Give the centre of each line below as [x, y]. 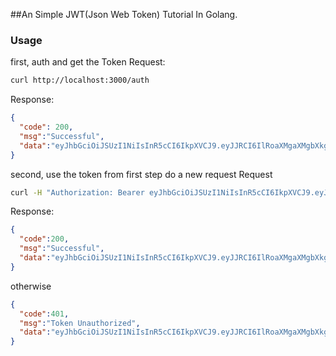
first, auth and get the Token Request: [88, 62]
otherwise [31, 286]
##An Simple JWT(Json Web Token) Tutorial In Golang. [124, 14]
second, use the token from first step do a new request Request [141, 174]
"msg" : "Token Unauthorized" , [80, 323]
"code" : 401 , [44, 314]
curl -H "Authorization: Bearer [77, 192]
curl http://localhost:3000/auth [80, 80]
